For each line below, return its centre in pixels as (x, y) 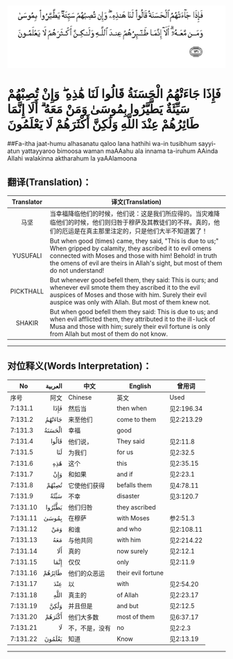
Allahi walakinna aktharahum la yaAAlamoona (72, 158)
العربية (54, 386)
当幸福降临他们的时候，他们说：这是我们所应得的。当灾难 (132, 213)
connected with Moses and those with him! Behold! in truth (133, 255)
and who (129, 529)
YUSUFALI (27, 255)
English (140, 386)
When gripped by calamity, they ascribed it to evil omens (131, 248)
